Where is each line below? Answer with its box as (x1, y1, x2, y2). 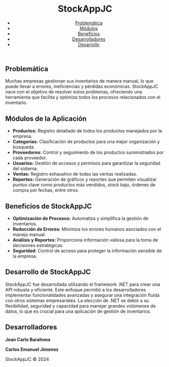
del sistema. (12, 165, 38, 172)
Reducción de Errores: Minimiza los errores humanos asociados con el (12, 226, 161, 232)
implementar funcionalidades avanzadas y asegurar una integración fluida (5, 292, 160, 298)
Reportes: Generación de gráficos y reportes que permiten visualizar (12, 176, 157, 183)
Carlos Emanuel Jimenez (5, 346, 59, 352)
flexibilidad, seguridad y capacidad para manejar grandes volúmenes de (5, 303, 156, 309)
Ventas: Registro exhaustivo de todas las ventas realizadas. (12, 171, 138, 177)
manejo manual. (12, 231, 47, 238)
